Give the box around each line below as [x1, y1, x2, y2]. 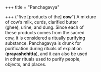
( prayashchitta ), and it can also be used [5, 51, 88, 57]
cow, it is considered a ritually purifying [5, 35, 85, 41]
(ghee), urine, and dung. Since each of [5, 24, 84, 30]
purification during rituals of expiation [5, 46, 82, 51]
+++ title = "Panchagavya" [5, 4, 59, 10]
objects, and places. [5, 62, 47, 67]
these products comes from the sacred [5, 30, 85, 35]
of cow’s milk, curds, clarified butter [5, 19, 78, 25]
